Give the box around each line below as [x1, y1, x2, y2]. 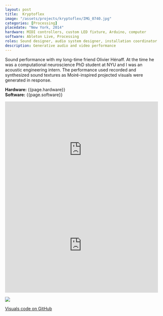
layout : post [5, 7, 32, 12]
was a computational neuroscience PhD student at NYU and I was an [5, 62, 143, 67]
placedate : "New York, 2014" [5, 25, 64, 30]
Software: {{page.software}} [5, 92, 63, 98]
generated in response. [5, 77, 52, 83]
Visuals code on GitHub [5, 305, 52, 311]
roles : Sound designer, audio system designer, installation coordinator [5, 39, 158, 44]
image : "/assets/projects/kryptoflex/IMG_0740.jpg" [5, 16, 112, 21]
